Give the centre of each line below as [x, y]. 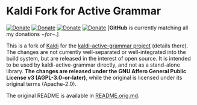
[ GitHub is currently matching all [148, 28]
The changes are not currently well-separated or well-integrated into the [96, 52]
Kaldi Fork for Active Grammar [84, 11]
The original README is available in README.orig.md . [73, 95]
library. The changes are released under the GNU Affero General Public [96, 71]
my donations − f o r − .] [33, 34]
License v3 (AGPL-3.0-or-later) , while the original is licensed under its [94, 77]
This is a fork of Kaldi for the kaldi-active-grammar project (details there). [97, 46]
